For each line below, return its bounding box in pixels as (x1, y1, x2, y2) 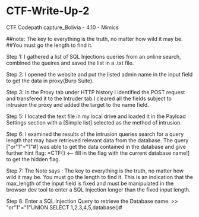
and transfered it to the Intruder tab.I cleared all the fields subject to (6, 95, 172, 102)
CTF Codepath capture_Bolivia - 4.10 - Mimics (6, 24, 119, 31)
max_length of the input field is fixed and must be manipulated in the (6, 180, 174, 187)
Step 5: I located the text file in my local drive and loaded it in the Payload (6, 113, 186, 120)
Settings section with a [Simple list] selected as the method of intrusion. (6, 119, 182, 126)
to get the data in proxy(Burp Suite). (6, 77, 94, 84)
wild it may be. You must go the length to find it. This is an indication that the (6, 173, 194, 180)
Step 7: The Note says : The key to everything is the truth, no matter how (6, 167, 184, 174)
